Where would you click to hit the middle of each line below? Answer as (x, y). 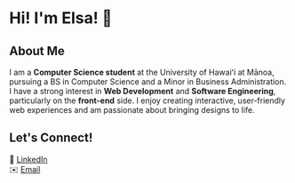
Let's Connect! (51, 138)
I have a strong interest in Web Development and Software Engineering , (143, 91)
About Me (37, 51)
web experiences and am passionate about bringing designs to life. (132, 110)
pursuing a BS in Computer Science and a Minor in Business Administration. (148, 82)
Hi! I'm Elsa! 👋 (61, 18)
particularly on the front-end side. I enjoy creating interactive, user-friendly (147, 100)
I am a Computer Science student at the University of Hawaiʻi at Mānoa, (142, 72)
